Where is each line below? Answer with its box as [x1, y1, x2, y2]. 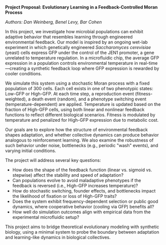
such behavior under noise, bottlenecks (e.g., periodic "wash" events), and [5, 143, 159, 148]
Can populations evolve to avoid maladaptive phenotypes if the [12, 178, 141, 183]
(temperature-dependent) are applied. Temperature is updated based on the [5, 101, 161, 107]
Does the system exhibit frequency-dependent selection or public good [12, 198, 159, 204]
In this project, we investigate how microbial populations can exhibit [5, 29, 144, 34]
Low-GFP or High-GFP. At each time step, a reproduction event [5, 91, 134, 97]
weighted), [5, 96, 27, 102]
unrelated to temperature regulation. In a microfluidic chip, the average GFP [5, 55, 160, 61]
